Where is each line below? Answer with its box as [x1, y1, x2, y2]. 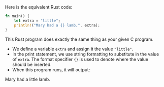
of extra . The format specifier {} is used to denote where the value [12, 56, 149, 62]
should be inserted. [12, 61, 52, 67]
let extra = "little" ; [14, 18, 61, 23]
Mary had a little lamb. [5, 76, 50, 82]
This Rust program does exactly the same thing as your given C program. [5, 36, 154, 42]
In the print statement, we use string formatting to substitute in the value [12, 51, 159, 57]
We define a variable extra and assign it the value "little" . [12, 46, 133, 52]
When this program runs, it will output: [12, 66, 90, 73]
